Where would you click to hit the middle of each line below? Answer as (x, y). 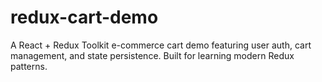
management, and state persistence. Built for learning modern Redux (152, 55)
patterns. (29, 66)
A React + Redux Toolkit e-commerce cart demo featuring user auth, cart (161, 45)
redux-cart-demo (84, 17)
